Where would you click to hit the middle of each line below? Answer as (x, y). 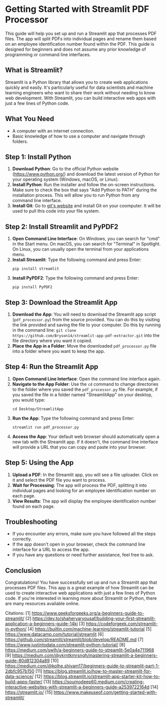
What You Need (30, 119)
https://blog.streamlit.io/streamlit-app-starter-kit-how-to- (102, 677)
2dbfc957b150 (20, 671)
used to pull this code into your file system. (56, 211)
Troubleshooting (31, 522)
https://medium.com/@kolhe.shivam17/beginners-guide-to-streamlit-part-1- (82, 666)
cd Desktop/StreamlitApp (38, 409)
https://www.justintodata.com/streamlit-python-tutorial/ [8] (65, 645)
